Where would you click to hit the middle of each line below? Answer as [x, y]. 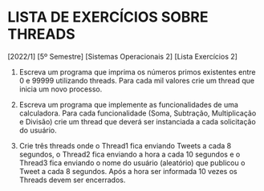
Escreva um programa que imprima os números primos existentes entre [137, 71]
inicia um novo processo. [61, 89]
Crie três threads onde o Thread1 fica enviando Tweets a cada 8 [125, 145]
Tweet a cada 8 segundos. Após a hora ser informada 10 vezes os [128, 171]
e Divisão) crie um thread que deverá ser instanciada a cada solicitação [137, 121]
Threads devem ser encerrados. [72, 180]
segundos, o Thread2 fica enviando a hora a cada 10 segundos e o [130, 154]
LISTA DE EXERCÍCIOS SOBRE [108, 17]
